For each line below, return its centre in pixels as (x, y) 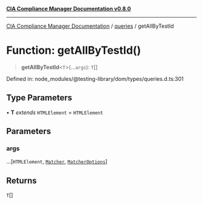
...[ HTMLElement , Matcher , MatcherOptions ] (57, 162)
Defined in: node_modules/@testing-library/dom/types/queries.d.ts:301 (95, 78)
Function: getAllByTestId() (74, 50)
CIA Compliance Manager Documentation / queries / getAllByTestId (90, 26)
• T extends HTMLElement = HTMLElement (55, 112)
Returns (22, 180)
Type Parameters (39, 98)
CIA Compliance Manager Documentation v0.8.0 (69, 9)
